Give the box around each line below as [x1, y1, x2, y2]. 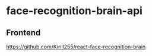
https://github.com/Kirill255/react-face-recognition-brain [6, 43, 146, 50]
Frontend [6, 28, 41, 38]
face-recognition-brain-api [6, 4, 142, 18]
